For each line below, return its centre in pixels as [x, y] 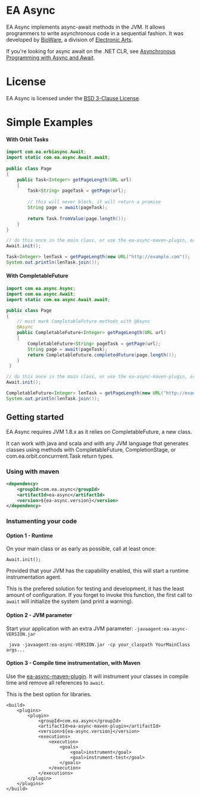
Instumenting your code [42, 522]
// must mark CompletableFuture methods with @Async [84, 321]
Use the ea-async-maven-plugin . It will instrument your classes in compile [97, 676]
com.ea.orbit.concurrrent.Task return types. [60, 456]
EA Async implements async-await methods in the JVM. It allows [86, 27]
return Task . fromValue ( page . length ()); [77, 219]
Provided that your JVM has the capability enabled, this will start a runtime [97, 571]
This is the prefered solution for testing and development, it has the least [95, 588]
